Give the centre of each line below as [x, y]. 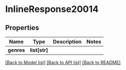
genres [16, 50]
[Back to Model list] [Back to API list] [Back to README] [63, 62]
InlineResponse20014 [52, 9]
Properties [22, 28]
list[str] [39, 50]
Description [67, 42]
